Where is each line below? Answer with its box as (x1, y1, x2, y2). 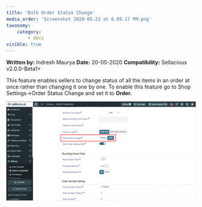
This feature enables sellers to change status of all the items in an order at (6, 77, 190, 84)
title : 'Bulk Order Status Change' (6, 10, 96, 16)
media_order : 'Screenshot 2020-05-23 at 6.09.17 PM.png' (6, 16, 152, 22)
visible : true (6, 42, 42, 48)
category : (17, 29, 42, 35)
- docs (28, 35, 44, 42)
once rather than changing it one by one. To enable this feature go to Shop (6, 83, 191, 90)
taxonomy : (6, 22, 31, 28)
